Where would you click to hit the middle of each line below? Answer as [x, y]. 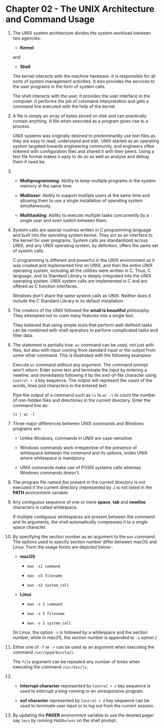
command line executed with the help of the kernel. [64, 106]
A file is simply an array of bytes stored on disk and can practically [80, 115]
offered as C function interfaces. [45, 286]
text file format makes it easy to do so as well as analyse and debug [81, 156]
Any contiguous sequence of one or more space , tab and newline [79, 502]
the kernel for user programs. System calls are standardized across [80, 240]
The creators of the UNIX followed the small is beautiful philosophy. [81, 310]
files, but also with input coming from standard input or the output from [84, 350]
